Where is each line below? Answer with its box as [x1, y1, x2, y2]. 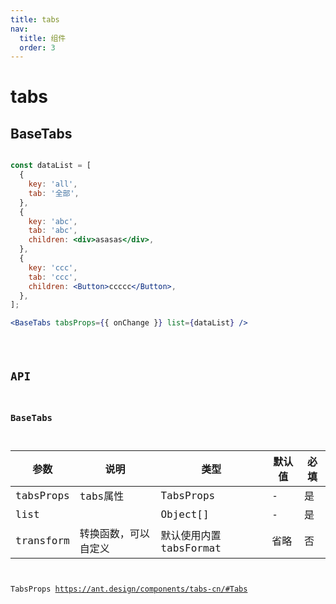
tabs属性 [79, 490, 125, 503]
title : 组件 [19, 33, 67, 43]
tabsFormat [160, 541, 222, 555]
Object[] [160, 507, 210, 521]
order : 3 [19, 42, 56, 53]
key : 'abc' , [28, 216, 78, 226]
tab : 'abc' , [28, 226, 78, 236]
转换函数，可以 [79, 527, 150, 541]
